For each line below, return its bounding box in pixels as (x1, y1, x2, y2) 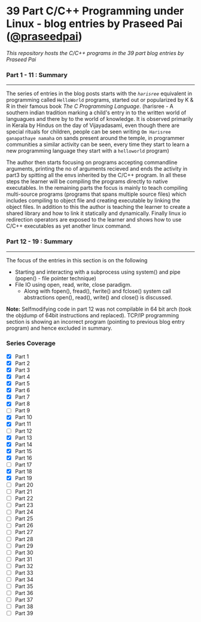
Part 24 (14, 508, 33, 515)
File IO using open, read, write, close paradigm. (14, 281, 132, 288)
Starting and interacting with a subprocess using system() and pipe (14, 268, 181, 275)
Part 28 (14, 535, 33, 542)
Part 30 (14, 549, 34, 556)
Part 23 (14, 502, 33, 509)
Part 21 (14, 488, 32, 495)
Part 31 (14, 556, 32, 563)
